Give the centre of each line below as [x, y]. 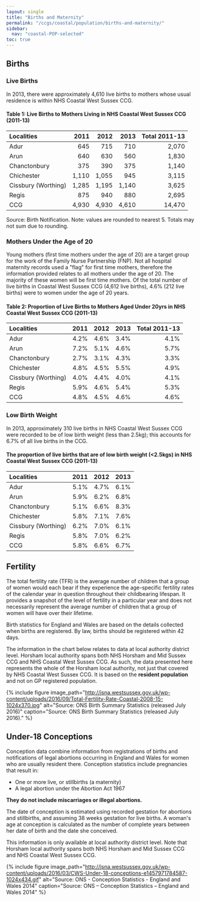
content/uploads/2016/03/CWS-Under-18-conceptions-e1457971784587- [97, 873]
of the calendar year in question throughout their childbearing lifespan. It [96, 593]
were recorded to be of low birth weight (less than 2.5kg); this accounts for [99, 435]
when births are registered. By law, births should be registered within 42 [95, 631]
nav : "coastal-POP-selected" [48, 34]
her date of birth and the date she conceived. [62, 830]
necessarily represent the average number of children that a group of [92, 607]
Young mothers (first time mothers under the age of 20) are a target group [98, 255]
